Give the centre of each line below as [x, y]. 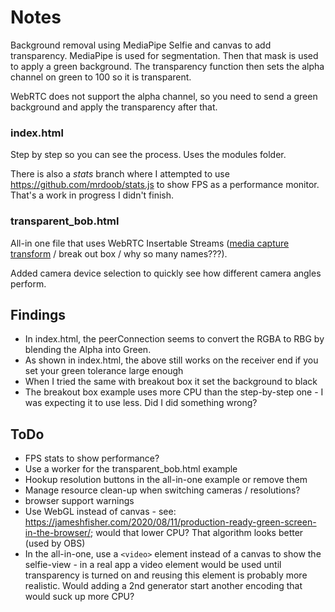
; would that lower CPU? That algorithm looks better [196, 533]
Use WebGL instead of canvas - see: [100, 512]
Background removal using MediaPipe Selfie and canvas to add [141, 45]
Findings [38, 314]
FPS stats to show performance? [92, 458]
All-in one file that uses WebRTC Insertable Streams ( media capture [150, 243]
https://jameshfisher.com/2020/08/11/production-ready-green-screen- [170, 522]
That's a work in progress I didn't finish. [92, 195]
